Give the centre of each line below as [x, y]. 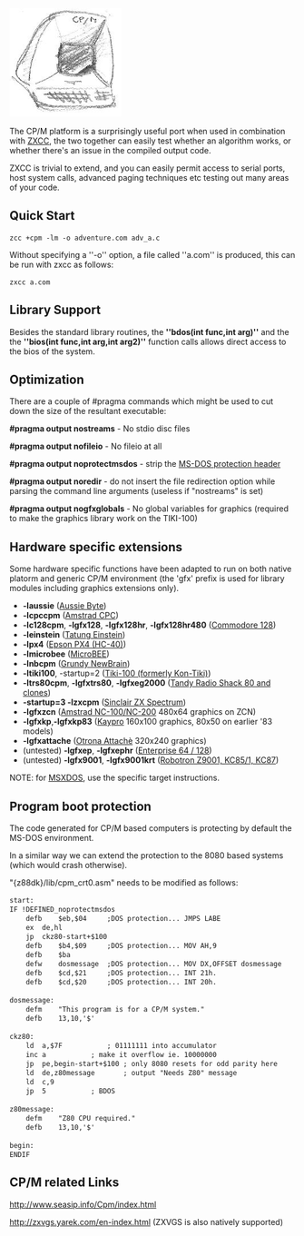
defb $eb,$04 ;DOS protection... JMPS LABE [123, 919]
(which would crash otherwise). [69, 865]
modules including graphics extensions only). [94, 588]
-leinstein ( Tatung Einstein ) [74, 635]
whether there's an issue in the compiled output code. [110, 150]
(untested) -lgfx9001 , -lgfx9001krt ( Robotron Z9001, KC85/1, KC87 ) [151, 760]
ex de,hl [44, 928]
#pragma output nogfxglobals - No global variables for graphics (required [149, 509]
